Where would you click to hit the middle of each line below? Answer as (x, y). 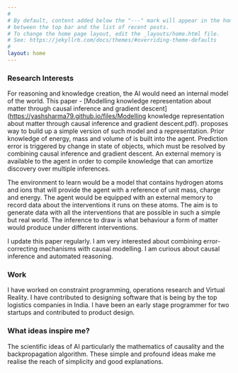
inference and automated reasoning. (60, 256)
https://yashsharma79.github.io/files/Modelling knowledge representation (117, 116)
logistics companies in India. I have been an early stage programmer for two (118, 305)
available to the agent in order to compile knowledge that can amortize (110, 161)
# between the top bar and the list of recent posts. (89, 27)
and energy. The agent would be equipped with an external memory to (110, 197)
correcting (22, 249)
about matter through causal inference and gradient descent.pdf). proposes (118, 124)
